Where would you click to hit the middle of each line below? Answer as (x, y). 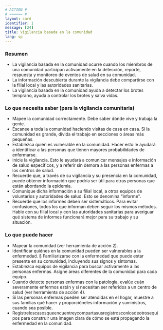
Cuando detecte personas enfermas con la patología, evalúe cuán (78, 282)
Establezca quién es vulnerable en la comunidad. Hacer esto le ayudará (84, 145)
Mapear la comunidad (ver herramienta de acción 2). (65, 245)
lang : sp (14, 37)
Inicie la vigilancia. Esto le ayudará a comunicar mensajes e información (84, 160)
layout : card (18, 19)
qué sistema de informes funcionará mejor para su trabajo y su (75, 217)
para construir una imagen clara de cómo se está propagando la (85, 318)
